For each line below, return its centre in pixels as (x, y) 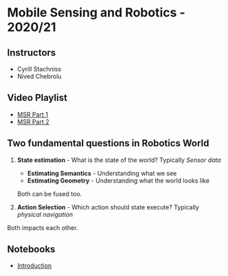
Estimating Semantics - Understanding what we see (102, 173)
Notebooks (31, 250)
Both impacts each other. (43, 227)
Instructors (32, 53)
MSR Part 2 (33, 122)
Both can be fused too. (49, 194)
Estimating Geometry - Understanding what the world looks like (118, 181)
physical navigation (45, 214)
